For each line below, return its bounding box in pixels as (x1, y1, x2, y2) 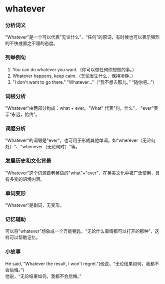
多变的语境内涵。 (9, 176, 45, 182)
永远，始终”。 (11, 111, 40, 118)
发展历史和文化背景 (5, 157, 51, 164)
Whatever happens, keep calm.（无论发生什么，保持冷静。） (12, 73, 136, 79)
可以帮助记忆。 (9, 234, 40, 240)
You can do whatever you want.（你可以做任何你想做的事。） (12, 66, 137, 73)
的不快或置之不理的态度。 (5, 41, 58, 47)
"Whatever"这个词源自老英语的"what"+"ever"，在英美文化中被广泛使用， (5, 170, 156, 176)
